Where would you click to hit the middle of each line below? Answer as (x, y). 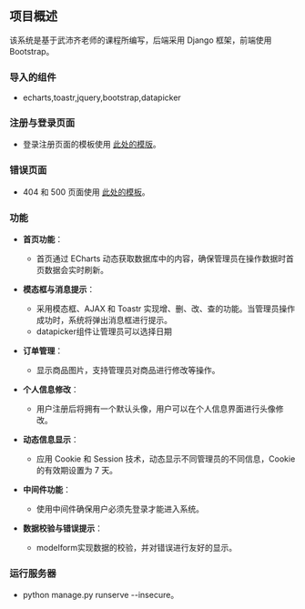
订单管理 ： (43, 350)
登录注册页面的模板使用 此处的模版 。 (91, 145)
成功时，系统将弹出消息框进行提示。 (104, 320)
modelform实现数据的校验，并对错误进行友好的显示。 (137, 548)
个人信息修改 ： (51, 389)
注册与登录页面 (42, 123)
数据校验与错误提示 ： (62, 528)
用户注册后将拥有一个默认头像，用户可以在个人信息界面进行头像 (156, 409)
